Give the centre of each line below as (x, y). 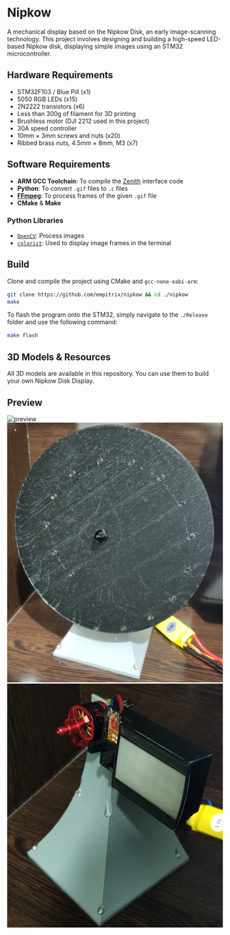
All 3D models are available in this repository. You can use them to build (108, 374)
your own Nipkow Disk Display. (51, 381)
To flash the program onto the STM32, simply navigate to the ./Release (107, 315)
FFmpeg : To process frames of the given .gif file (87, 195)
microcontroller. (29, 54)
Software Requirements (59, 165)
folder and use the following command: (62, 322)
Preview (25, 402)
